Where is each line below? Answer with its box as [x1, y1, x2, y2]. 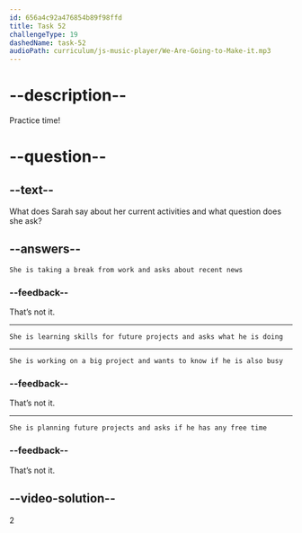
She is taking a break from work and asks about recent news [9, 265, 244, 274]
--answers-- [9, 242, 81, 257]
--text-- [9, 182, 54, 198]
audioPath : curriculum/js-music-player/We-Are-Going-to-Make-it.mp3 [9, 47, 271, 56]
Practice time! [9, 115, 61, 126]
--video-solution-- [9, 491, 116, 506]
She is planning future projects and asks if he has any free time [9, 423, 268, 432]
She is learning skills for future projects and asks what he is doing [9, 333, 283, 342]
